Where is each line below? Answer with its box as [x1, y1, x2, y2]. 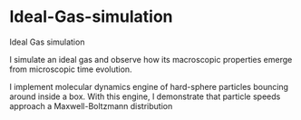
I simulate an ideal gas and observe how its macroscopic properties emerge [9, 54, 293, 65]
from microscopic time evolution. [9, 64, 133, 75]
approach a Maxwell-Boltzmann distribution [9, 100, 173, 111]
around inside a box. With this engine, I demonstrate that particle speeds [9, 91, 281, 102]
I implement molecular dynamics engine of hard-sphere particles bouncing [9, 81, 288, 92]
